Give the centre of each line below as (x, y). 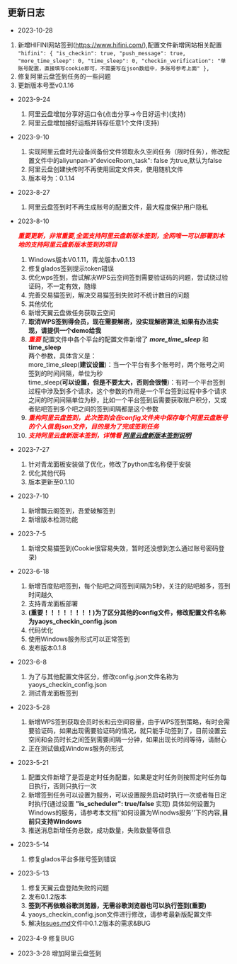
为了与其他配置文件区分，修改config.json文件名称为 (103, 676)
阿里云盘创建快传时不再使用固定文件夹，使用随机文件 (106, 169)
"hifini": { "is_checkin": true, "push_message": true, (102, 53)
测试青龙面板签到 (53, 693)
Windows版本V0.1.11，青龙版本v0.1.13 (82, 259)
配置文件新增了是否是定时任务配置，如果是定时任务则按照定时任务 (124, 777)
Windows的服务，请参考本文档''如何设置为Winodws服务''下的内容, (125, 812)
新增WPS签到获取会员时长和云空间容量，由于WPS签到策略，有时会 (126, 722)
